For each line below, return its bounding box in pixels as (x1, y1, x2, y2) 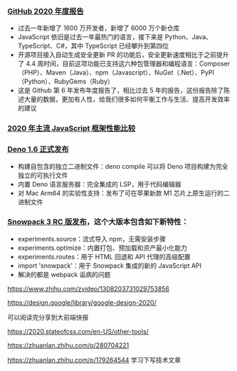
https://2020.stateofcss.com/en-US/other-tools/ (7, 327, 149, 335)
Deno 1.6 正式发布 (7, 145, 69, 155)
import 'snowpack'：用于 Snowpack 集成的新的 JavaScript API (17, 261, 201, 270)
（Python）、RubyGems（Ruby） (17, 77, 114, 86)
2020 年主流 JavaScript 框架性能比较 (7, 123, 136, 133)
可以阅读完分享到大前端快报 (7, 313, 89, 321)
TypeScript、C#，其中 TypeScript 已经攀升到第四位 (17, 41, 169, 51)
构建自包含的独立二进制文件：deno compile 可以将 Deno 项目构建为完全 (17, 162, 229, 170)
